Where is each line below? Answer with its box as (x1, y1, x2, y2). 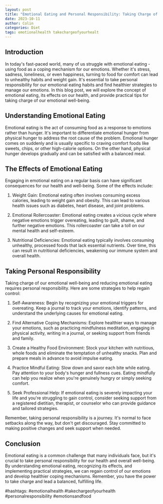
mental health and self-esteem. (12, 228, 75, 234)
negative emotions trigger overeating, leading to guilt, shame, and (12, 217, 145, 223)
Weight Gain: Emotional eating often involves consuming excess (12, 192, 141, 198)
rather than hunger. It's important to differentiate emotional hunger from (5, 130, 149, 136)
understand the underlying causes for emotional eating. (12, 310, 124, 316)
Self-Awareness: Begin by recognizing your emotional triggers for (12, 300, 144, 306)
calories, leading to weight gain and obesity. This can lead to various (12, 198, 150, 204)
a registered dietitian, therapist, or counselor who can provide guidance (12, 400, 156, 406)
